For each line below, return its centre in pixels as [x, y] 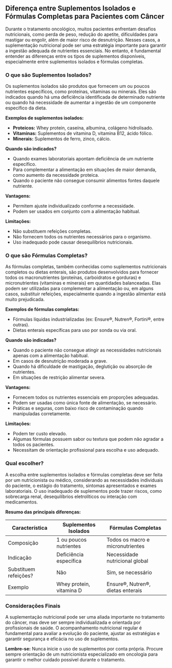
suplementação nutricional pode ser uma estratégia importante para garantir [86, 45]
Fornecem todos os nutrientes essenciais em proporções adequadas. [86, 397]
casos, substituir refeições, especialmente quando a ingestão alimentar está [86, 294]
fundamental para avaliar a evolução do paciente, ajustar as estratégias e [83, 633]
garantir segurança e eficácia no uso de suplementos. [62, 639]
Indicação [20, 558]
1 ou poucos [71, 540]
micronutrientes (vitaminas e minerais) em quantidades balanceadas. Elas [83, 283]
